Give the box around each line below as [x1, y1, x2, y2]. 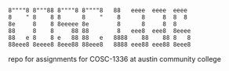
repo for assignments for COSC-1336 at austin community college [8, 55, 222, 63]
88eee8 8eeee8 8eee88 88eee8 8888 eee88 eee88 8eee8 [8, 41, 191, 48]
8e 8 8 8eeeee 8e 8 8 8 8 [8, 20, 177, 28]
